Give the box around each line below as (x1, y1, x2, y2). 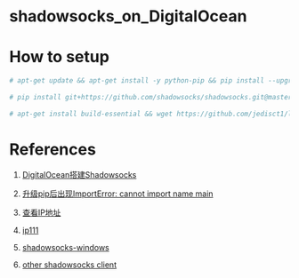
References (9, 139, 96, 159)
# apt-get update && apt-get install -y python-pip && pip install (9, 76, 265, 85)
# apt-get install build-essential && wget (9, 109, 174, 118)
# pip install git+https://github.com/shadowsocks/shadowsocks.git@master (9, 92, 293, 101)
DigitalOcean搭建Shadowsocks (21, 170, 137, 180)
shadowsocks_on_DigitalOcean (9, 6, 247, 27)
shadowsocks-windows (21, 242, 109, 253)
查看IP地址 (21, 207, 61, 218)
